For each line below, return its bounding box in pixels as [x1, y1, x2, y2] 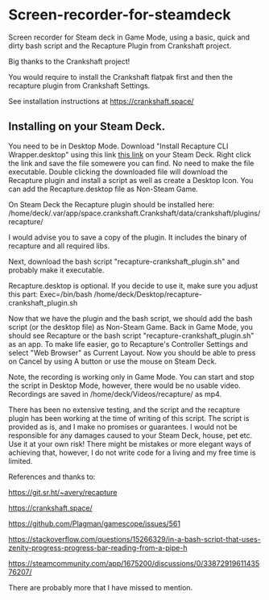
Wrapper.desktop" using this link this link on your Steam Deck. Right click [8, 149, 252, 159]
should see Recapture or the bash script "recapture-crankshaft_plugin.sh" [8, 331, 255, 340]
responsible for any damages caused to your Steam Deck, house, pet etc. [8, 430, 253, 440]
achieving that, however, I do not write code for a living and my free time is [8, 448, 256, 457]
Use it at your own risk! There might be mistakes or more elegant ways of [8, 439, 252, 448]
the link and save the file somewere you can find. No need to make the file [8, 158, 255, 168]
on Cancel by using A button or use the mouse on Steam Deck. [8, 356, 217, 366]
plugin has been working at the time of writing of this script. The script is [8, 413, 250, 423]
